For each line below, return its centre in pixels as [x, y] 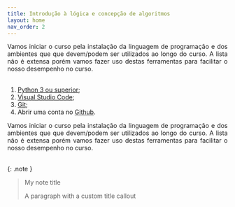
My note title [42, 183]
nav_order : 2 [26, 27]
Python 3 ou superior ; [49, 90]
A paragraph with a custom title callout [80, 196]
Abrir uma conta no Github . [56, 112]
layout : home [26, 20]
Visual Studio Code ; [46, 97]
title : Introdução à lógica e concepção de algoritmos [89, 14]
